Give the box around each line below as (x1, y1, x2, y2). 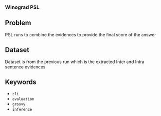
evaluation (12, 97, 35, 102)
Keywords (5, 78, 36, 86)
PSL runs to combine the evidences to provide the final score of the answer (5, 32, 157, 37)
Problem (5, 19, 32, 27)
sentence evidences (5, 64, 46, 69)
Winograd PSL (5, 4, 40, 11)
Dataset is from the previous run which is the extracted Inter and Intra (5, 59, 144, 65)
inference (12, 107, 33, 112)
